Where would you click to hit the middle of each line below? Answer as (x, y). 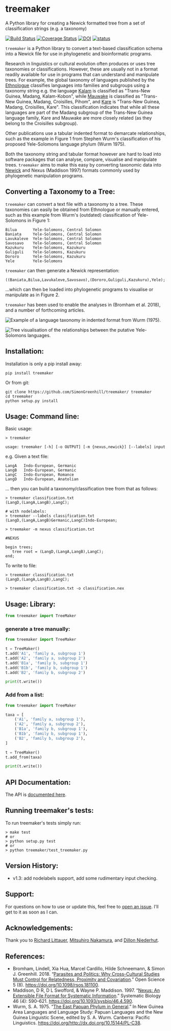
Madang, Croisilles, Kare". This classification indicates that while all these (82, 107)
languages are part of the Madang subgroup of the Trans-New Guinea (79, 112)
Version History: (32, 866)
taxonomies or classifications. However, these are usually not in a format (82, 69)
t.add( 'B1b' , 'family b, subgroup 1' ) (46, 668)
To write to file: (21, 566)
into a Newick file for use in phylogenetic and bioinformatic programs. (79, 54)
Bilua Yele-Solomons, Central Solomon (53, 230)
